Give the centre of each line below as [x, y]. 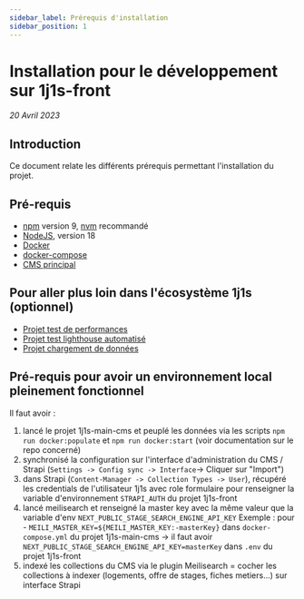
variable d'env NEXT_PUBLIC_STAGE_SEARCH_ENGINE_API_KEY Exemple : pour [158, 517]
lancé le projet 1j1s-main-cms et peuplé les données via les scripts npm [154, 430]
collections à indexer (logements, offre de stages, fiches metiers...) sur [155, 575]
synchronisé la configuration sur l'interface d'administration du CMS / [153, 459]
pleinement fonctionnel [77, 391]
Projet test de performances [75, 329]
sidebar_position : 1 [49, 26]
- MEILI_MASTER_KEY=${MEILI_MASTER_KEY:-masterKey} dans [131, 526]
